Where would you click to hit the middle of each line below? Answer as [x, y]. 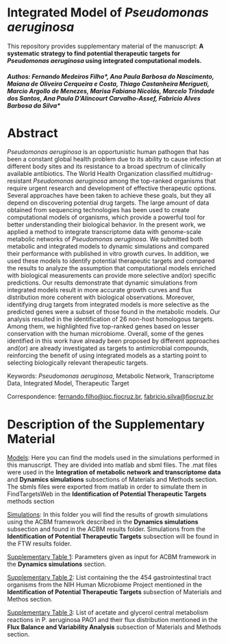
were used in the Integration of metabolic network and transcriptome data [114, 472]
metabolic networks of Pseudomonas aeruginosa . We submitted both [105, 239]
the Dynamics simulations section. [57, 564]
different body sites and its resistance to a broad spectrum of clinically [106, 166]
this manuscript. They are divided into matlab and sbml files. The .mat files [112, 465]
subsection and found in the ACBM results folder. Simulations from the [106, 529]
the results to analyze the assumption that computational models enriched [112, 268]
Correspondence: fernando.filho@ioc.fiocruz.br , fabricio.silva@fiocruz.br [110, 397]
